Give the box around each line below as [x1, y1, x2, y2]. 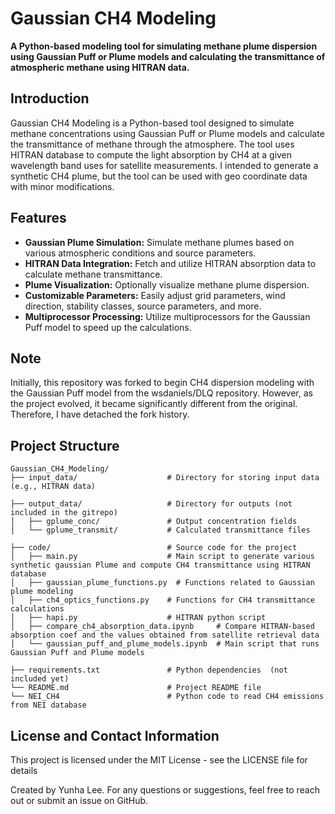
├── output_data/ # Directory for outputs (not [10, 499, 293, 509]
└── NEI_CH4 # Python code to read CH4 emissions [10, 692, 325, 702]
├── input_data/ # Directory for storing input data [10, 473, 320, 483]
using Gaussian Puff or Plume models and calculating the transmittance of [10, 50, 326, 62]
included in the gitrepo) [10, 508, 118, 518]
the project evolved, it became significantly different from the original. [10, 398, 298, 410]
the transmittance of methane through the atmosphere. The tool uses [10, 138, 295, 150]
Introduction [10, 90, 90, 107]
